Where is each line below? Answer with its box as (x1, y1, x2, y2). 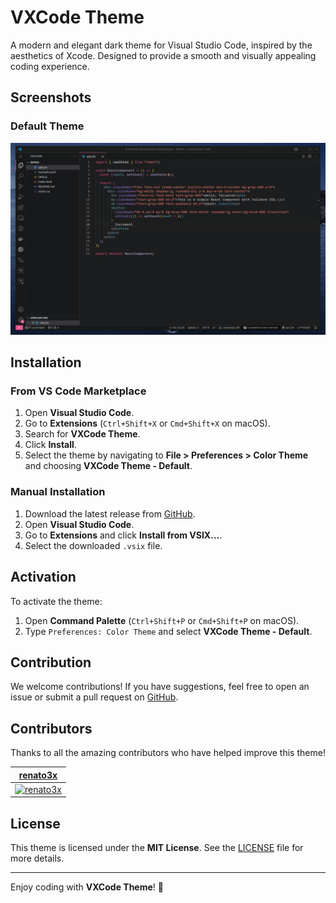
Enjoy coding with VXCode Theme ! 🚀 (10, 881, 164, 893)
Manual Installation (10, 485, 106, 499)
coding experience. (10, 60, 90, 72)
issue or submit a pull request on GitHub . (10, 691, 179, 703)
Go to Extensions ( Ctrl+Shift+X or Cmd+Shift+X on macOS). (24, 417, 271, 430)
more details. (10, 852, 65, 865)
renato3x (18, 769, 58, 781)
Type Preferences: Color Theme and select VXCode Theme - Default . (24, 625, 313, 637)
